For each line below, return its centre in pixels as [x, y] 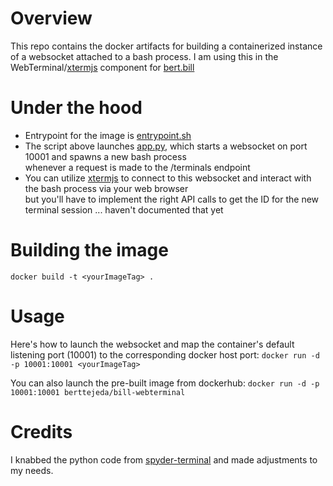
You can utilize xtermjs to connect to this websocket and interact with [168, 178]
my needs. [32, 470]
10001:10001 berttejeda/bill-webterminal [98, 392]
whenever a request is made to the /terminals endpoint [137, 167]
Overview [51, 18]
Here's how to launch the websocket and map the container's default [152, 344]
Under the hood [76, 108]
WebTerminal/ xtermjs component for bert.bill [102, 67]
